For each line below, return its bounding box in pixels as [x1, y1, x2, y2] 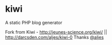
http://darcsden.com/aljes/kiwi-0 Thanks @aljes [5, 34, 104, 40]
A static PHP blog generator [5, 20, 62, 25]
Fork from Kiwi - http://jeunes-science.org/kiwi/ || [5, 29, 108, 35]
